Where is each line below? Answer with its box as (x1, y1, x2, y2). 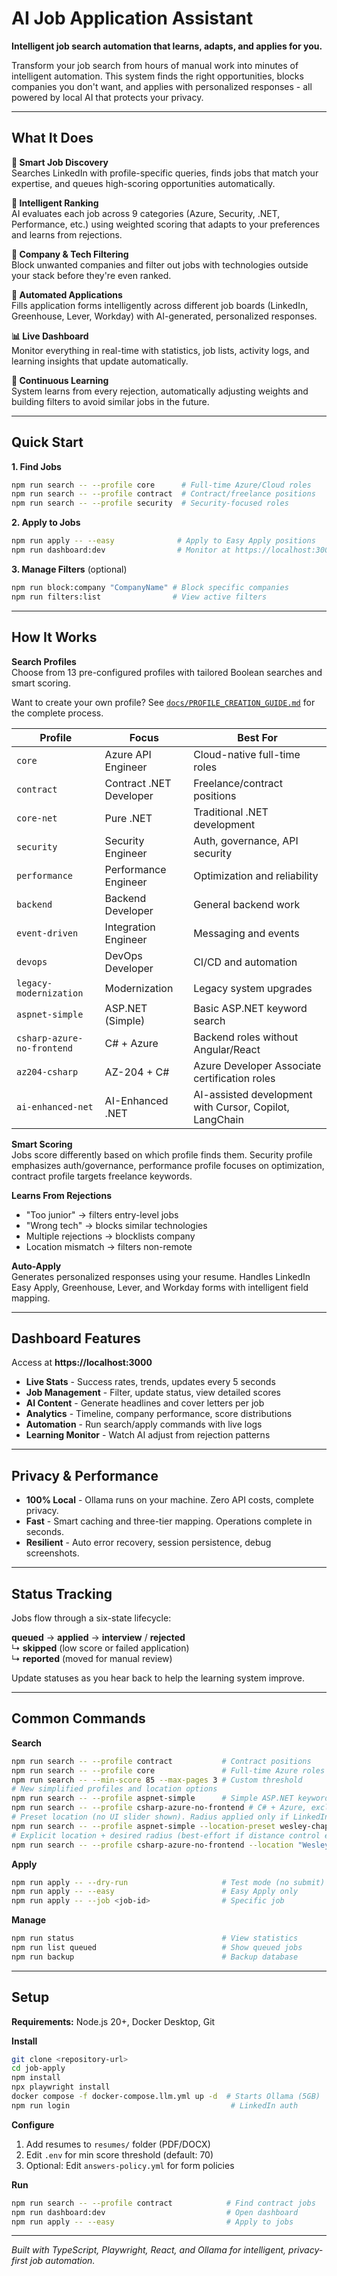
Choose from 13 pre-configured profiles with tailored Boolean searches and (11, 666, 323, 678)
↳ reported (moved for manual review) (11, 1652, 173, 1664)
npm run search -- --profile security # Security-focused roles (11, 498, 289, 509)
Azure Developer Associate (193, 1058, 322, 1072)
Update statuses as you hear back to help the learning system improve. (11, 1672, 306, 1684)
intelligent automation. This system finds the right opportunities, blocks (11, 70, 304, 82)
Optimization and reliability (193, 868, 319, 882)
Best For (237, 730, 278, 744)
